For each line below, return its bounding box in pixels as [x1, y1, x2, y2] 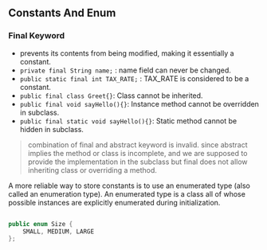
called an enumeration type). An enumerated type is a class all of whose [8, 189, 245, 198]
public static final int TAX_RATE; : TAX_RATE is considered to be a [19, 73, 249, 83]
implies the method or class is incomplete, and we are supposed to [27, 148, 248, 158]
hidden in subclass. [19, 124, 84, 134]
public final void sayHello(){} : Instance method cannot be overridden [19, 99, 259, 108]
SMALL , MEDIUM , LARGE [22, 227, 94, 236]
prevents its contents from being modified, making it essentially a [19, 48, 234, 58]
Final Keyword [8, 30, 65, 41]
